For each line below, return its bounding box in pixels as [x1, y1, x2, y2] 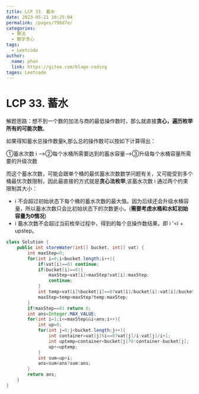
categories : [6, 25, 36, 31]
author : [6, 53, 25, 59]
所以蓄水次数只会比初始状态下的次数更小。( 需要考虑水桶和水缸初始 [25, 205, 188, 212]
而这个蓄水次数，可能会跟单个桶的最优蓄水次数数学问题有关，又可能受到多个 [6, 170, 193, 177]
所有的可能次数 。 [6, 125, 48, 132]
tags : [6, 42, 20, 48]
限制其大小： [6, 185, 37, 192]
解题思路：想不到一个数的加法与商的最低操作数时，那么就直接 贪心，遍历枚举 [6, 117, 193, 125]
